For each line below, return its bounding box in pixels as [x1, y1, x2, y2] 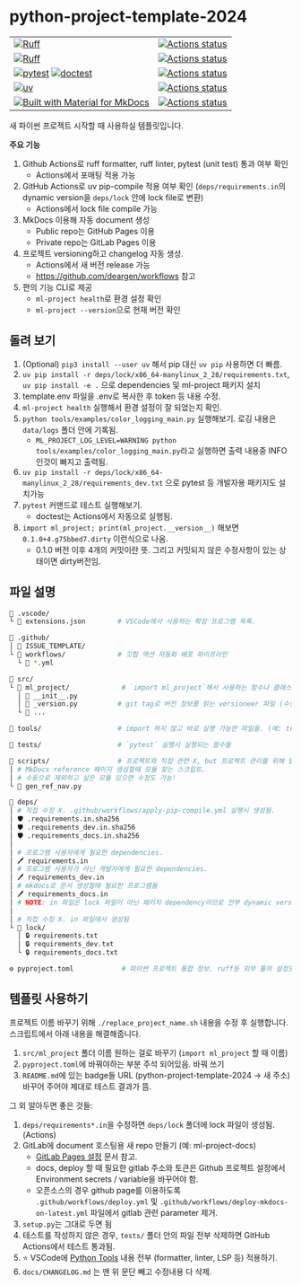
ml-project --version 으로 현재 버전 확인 [35, 304, 181, 315]
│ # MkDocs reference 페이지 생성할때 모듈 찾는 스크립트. [9, 765, 206, 774]
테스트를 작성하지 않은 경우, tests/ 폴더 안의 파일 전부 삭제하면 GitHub [21, 1229, 271, 1240]
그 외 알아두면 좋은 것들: [9, 1100, 93, 1111]
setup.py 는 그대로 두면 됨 [21, 1219, 113, 1229]
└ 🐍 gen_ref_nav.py [9, 781, 82, 791]
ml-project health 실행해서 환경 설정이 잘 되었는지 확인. [21, 401, 222, 412]
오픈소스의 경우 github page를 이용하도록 [35, 1184, 181, 1195]
